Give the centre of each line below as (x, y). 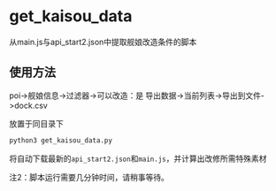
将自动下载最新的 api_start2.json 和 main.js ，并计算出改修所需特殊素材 (138, 158)
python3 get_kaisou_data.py (61, 140)
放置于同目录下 (36, 123)
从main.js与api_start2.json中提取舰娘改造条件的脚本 (103, 42)
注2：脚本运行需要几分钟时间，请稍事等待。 (89, 177)
